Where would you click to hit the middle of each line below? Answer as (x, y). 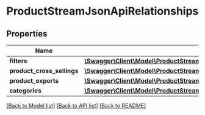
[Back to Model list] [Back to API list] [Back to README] (76, 106)
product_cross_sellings (44, 71)
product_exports (34, 81)
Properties (27, 34)
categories (25, 91)
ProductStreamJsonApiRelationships (103, 11)
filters (18, 61)
